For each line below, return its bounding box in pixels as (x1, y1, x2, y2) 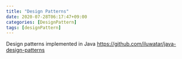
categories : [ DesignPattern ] (6, 19, 77, 25)
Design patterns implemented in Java (6, 40, 96, 47)
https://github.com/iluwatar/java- (97, 40, 176, 47)
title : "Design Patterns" (6, 8, 69, 14)
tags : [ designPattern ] (6, 24, 61, 31)
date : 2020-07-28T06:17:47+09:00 (6, 14, 87, 20)
